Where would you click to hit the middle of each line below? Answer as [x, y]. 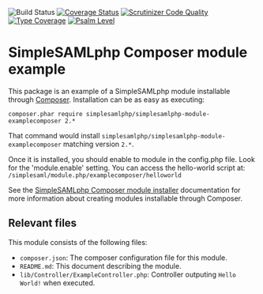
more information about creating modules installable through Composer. [126, 198]
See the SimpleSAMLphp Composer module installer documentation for [124, 190]
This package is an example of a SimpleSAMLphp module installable [119, 91]
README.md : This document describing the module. [100, 266]
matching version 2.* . [98, 144]
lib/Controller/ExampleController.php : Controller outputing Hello [128, 274]
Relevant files [43, 223]
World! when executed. [57, 283]
